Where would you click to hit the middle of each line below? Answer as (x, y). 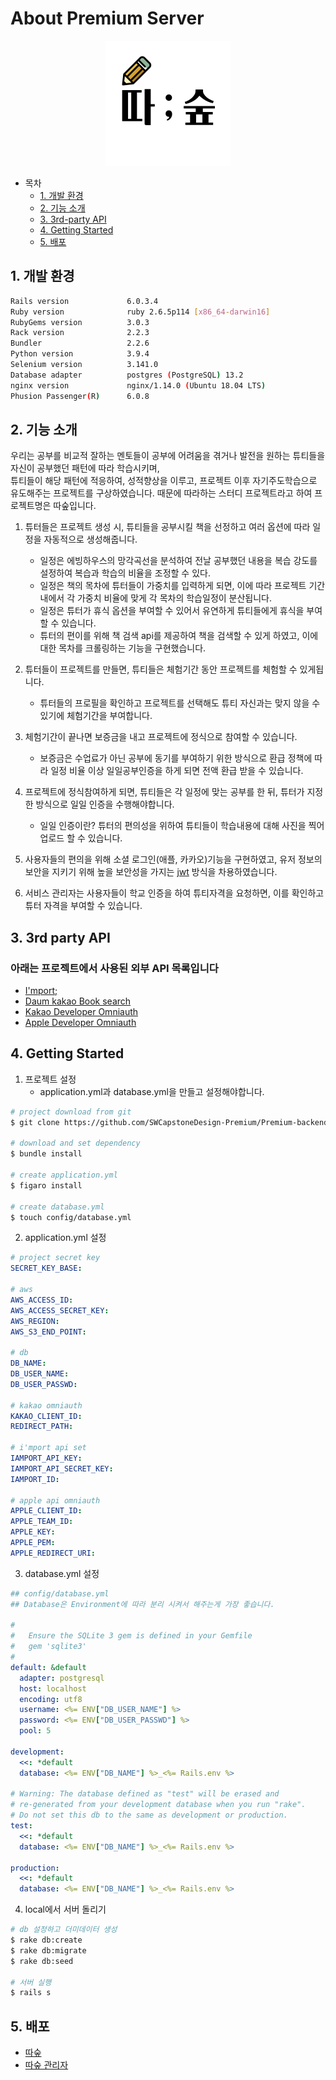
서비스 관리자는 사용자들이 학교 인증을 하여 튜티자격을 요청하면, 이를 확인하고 (174, 893)
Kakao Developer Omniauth (81, 1011)
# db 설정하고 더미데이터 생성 (64, 1930)
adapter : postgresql (62, 1678)
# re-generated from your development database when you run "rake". (158, 1805)
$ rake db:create (46, 1940)
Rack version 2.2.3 (80, 333)
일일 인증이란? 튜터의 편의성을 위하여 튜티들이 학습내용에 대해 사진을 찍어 (182, 826)
